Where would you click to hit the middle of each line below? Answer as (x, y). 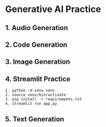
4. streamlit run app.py (31, 104)
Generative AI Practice (53, 9)
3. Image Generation (38, 62)
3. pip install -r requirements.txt (43, 99)
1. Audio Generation (37, 28)
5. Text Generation (35, 119)
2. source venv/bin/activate (36, 95)
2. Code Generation (36, 44)
